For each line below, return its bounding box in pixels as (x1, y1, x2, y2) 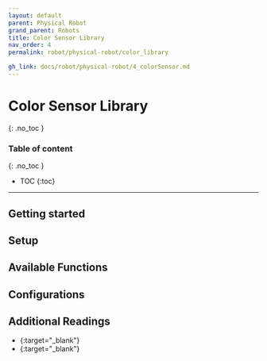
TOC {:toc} (19, 176, 56, 186)
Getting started (8, 207, 86, 221)
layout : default (8, 11, 62, 20)
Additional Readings (8, 315, 111, 328)
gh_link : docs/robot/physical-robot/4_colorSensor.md (8, 63, 191, 71)
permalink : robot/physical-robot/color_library (8, 48, 169, 56)
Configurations (8, 287, 85, 301)
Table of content (8, 143, 73, 154)
